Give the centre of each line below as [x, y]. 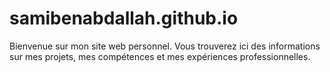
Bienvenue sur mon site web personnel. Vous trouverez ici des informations [165, 46]
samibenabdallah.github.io [124, 18]
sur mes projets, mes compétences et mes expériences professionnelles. [160, 56]
